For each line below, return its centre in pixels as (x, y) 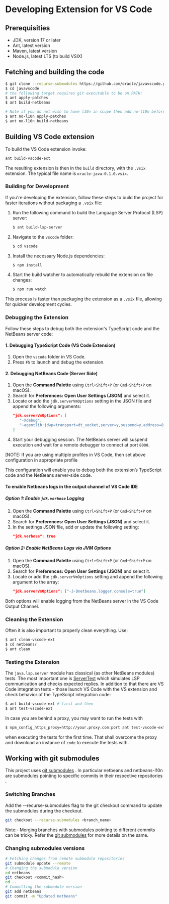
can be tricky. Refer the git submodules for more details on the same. (77, 835)
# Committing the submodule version (44, 887)
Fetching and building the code (55, 72)
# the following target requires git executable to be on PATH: (74, 93)
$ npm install (27, 265)
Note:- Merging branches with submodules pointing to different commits (80, 830)
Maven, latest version (35, 51)
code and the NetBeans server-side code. (49, 475)
